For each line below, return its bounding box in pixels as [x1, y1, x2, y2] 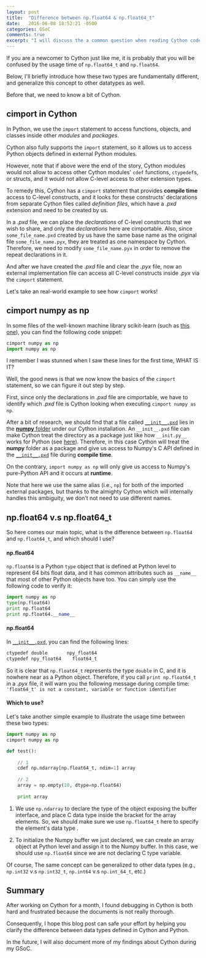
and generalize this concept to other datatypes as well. [6, 79, 145, 86]
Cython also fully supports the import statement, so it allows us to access [6, 144, 192, 151]
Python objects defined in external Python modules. [6, 150, 137, 157]
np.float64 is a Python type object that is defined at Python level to [6, 562, 177, 570]
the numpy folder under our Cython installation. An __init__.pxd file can [6, 425, 190, 432]
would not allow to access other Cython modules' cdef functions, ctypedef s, [6, 168, 199, 175]
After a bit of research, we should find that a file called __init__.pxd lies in [6, 418, 194, 426]
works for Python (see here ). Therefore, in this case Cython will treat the [6, 438, 189, 445]
